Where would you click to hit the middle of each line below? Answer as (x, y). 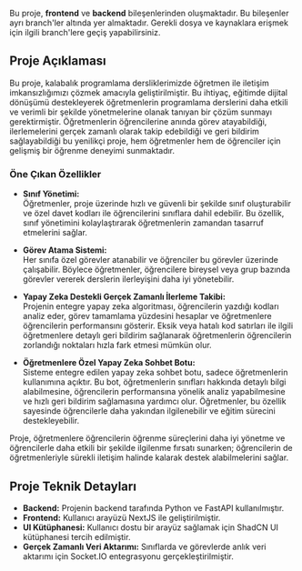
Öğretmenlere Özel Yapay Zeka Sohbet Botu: (109, 363)
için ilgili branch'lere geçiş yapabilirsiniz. (85, 32)
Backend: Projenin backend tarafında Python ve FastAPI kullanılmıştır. (153, 507)
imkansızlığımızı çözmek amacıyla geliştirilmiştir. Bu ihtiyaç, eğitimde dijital (149, 92)
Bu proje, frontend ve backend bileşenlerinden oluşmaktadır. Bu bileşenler (149, 13)
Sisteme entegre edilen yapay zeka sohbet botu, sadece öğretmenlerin (155, 373)
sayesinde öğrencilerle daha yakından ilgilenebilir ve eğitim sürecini (149, 411)
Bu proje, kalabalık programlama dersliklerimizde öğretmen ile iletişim (140, 83)
